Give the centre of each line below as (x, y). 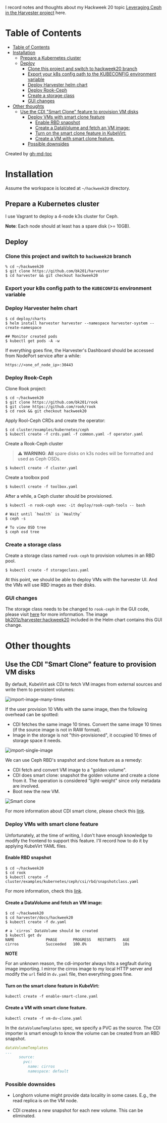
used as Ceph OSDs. (39, 459)
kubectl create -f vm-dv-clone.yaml (44, 1018)
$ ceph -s (16, 519)
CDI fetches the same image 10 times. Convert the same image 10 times (87, 724)
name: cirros (41, 1067)
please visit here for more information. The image (57, 615)
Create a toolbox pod (27, 477)
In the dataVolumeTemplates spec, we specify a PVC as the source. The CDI (83, 1028)
